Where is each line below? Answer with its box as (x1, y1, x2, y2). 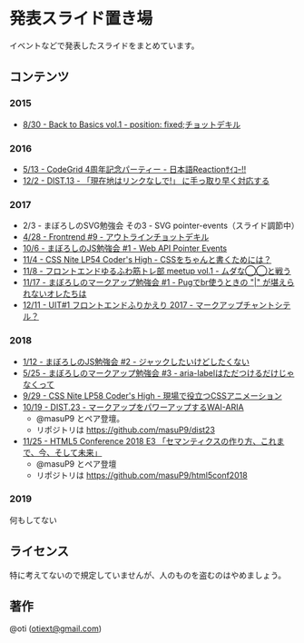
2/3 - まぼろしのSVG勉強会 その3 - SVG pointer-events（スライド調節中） (22, 220, 299, 232)
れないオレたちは (22, 288, 87, 300)
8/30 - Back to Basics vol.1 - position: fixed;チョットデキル (22, 119, 241, 130)
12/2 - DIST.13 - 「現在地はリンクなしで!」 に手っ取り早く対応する (22, 174, 270, 186)
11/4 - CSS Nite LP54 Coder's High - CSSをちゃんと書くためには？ (22, 254, 272, 265)
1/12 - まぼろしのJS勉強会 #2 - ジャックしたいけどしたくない (22, 356, 250, 367)
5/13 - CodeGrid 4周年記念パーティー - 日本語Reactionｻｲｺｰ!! (22, 163, 247, 174)
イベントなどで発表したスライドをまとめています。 (9, 40, 200, 51)
